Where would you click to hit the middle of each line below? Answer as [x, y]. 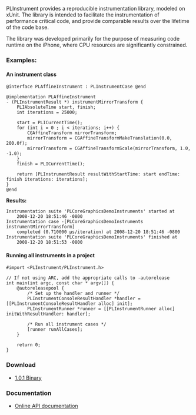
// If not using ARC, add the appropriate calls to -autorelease [88, 278]
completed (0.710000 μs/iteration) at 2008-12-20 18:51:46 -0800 [99, 232]
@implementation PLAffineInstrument [51, 97]
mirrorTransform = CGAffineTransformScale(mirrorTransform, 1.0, [109, 149]
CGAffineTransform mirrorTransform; [72, 133]
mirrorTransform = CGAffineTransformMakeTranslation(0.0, [100, 138]
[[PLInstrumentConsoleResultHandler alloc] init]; [69, 304]
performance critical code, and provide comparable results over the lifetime [98, 21]
